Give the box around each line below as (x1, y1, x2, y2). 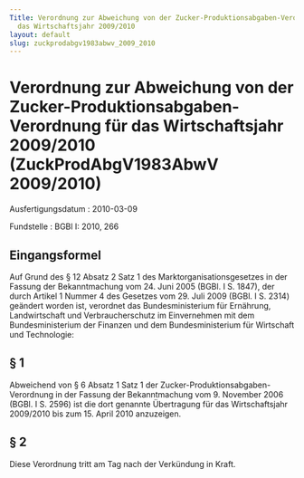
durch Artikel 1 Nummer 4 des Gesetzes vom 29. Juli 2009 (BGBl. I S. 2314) (9, 291, 290, 301)
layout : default (9, 30, 71, 39)
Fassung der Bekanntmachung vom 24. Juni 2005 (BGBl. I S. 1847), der (9, 282, 275, 292)
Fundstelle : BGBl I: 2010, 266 (9, 221, 119, 232)
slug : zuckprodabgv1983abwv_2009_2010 (9, 38, 156, 48)
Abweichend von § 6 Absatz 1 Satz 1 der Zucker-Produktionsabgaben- (9, 379, 271, 390)
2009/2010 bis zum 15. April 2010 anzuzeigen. (9, 408, 182, 419)
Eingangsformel (9, 247, 101, 263)
